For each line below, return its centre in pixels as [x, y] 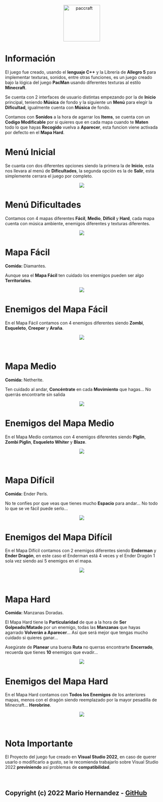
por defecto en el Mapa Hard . [35, 132]
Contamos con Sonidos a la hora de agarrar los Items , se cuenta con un [77, 117]
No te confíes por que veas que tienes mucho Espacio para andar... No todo [81, 503]
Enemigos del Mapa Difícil [59, 537]
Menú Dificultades [43, 205]
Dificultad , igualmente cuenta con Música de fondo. [58, 107]
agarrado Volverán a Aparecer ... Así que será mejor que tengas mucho [77, 633]
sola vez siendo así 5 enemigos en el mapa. [49, 561]
